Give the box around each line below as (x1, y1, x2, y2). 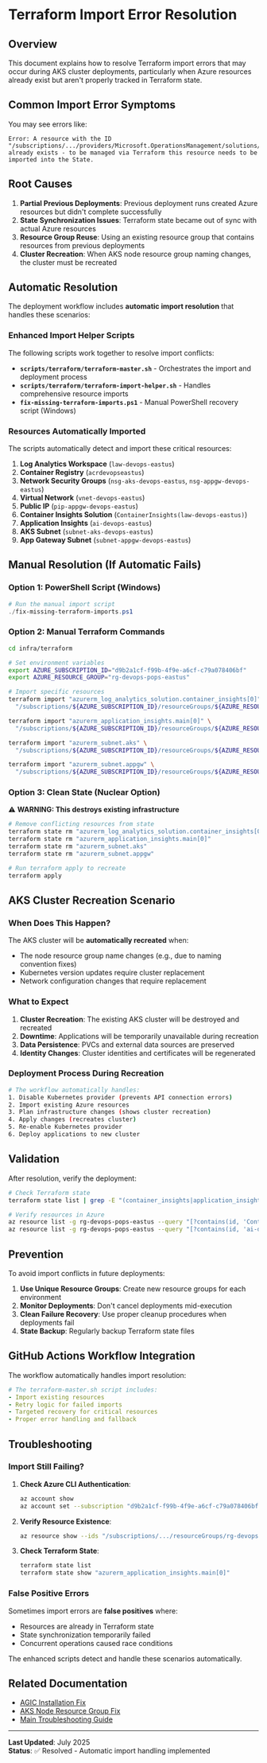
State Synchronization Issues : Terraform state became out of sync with (19, 215, 257, 224)
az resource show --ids (19, 1531, 99, 1540)
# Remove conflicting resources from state (8, 820, 155, 828)
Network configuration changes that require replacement (19, 976, 207, 986)
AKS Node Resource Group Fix (19, 1707, 121, 1716)
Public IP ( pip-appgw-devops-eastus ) (19, 501, 139, 511)
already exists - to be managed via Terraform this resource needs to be (8, 149, 258, 157)
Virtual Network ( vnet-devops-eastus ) (19, 493, 145, 503)
